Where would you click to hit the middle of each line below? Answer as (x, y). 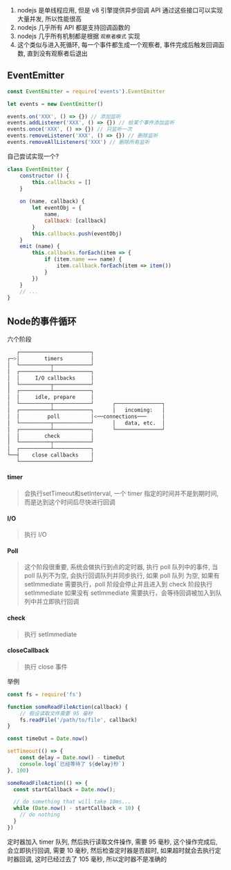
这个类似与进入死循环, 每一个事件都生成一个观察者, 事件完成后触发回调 (118, 45)
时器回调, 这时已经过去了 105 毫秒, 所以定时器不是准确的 (87, 859)
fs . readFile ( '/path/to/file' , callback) (78, 720)
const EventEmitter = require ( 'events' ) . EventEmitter (86, 91)
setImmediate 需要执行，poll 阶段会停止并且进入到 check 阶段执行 (118, 584)
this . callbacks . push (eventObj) (77, 234)
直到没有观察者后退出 (57, 53)
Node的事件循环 (42, 321)
